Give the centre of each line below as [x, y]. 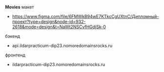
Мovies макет [20, 7]
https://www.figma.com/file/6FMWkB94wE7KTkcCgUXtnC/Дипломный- [85, 16]
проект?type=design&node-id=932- [49, 22]
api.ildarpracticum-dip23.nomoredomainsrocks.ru [62, 45]
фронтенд [15, 55]
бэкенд [13, 36]
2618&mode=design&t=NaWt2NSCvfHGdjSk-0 [59, 27]
